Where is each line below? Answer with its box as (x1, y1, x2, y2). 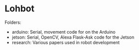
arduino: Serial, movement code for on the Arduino (11, 29, 116, 35)
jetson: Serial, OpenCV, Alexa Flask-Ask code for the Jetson (11, 34, 135, 40)
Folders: (4, 19, 21, 25)
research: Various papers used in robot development (11, 39, 120, 45)
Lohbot (4, 3, 35, 14)
